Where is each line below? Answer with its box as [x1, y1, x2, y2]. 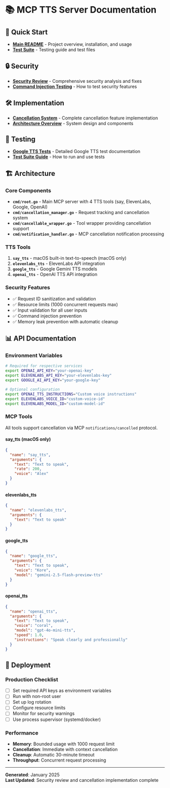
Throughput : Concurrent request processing [12, 757, 106, 763]
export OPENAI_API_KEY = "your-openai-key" [5, 368, 94, 374]
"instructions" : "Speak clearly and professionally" [14, 637, 128, 642]
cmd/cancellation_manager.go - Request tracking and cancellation [12, 209, 150, 216]
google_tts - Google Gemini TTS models [12, 266, 98, 272]
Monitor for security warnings [12, 710, 75, 717]
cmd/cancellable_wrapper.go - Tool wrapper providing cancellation [12, 220, 151, 226]
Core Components [5, 187, 52, 194]
